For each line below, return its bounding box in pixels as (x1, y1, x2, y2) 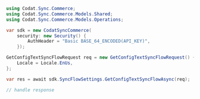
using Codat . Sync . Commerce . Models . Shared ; (6, 11, 113, 17)
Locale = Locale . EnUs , (17, 60, 73, 66)
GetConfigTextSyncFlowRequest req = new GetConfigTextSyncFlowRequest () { (6, 55, 196, 60)
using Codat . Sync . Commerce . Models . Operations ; (6, 17, 124, 23)
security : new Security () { (17, 33, 86, 39)
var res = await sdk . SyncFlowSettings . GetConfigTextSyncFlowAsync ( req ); (6, 76, 190, 82)
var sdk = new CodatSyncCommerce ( (6, 27, 92, 33)
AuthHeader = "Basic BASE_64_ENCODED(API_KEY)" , (27, 39, 151, 44)
